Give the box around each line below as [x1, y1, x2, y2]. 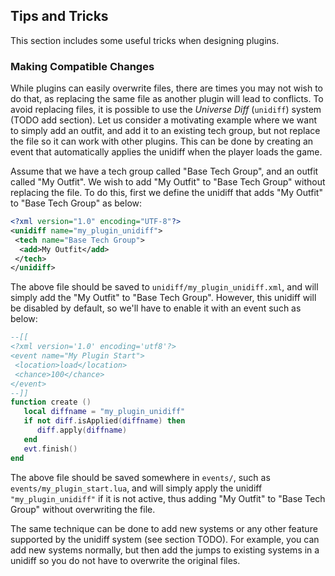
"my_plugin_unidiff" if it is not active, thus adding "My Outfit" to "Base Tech [10, 492, 326, 504]
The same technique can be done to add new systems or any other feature [10, 522, 318, 534]
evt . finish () [23, 444, 78, 454]
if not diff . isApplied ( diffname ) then [23, 416, 186, 426]
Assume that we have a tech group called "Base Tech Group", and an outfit [10, 165, 319, 178]
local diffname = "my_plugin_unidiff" [23, 407, 186, 417]
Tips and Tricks [10, 8, 109, 25]
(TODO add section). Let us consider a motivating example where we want [10, 114, 318, 126]
